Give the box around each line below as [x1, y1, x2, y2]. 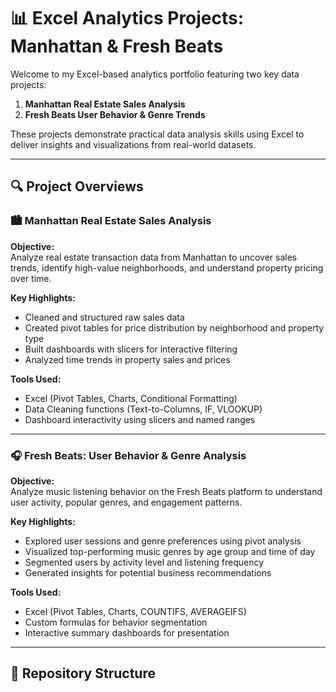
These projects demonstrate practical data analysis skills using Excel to [10, 128, 305, 140]
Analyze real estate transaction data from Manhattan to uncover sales [10, 251, 298, 263]
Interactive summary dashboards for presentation [24, 626, 230, 639]
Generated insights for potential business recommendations [24, 566, 272, 579]
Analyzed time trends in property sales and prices [24, 353, 231, 365]
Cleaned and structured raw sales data [24, 311, 185, 323]
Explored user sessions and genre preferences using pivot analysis [24, 535, 302, 547]
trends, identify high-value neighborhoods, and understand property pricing [10, 261, 324, 274]
